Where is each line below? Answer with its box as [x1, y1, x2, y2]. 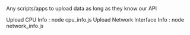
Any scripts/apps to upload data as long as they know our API [6, 5, 157, 12]
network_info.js [6, 23, 44, 29]
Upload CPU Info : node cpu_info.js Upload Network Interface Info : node [6, 16, 185, 23]
